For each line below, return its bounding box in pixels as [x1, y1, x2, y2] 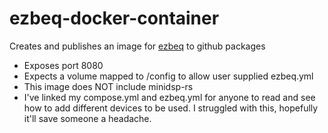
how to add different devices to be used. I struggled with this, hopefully [23, 102, 319, 114]
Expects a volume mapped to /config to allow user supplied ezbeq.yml [23, 70, 314, 82]
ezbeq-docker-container [9, 7, 220, 30]
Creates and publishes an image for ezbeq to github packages [9, 40, 266, 52]
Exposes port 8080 [23, 59, 104, 71]
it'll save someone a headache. [23, 112, 152, 124]
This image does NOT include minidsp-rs [23, 80, 194, 92]
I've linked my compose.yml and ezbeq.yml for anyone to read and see [23, 91, 316, 103]
